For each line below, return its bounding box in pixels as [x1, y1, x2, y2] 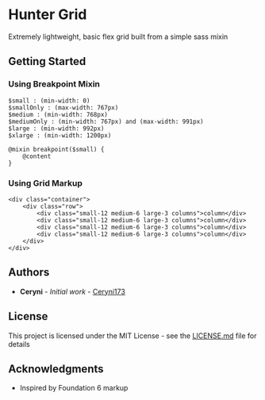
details [8, 339, 30, 348]
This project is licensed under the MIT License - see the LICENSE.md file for [8, 331, 257, 340]
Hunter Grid [8, 6, 87, 24]
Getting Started [8, 55, 86, 68]
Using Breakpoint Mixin [8, 79, 101, 90]
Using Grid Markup [8, 177, 83, 188]
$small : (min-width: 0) [8, 97, 90, 105]
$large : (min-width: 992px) [8, 125, 105, 133]
